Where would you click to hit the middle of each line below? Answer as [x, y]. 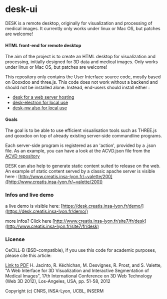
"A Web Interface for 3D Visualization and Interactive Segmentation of [77, 270]
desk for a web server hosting [43, 97]
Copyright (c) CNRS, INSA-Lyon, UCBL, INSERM [54, 291]
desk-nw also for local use [40, 108]
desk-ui [21, 9]
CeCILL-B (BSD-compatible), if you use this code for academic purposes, [81, 250]
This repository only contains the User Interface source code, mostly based [83, 77]
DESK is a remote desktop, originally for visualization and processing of [79, 23]
